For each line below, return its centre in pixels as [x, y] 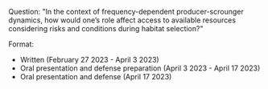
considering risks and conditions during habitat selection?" [106, 28]
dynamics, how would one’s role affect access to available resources [122, 20]
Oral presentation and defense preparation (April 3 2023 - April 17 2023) [140, 68]
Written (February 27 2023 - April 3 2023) [89, 60]
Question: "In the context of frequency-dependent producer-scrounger [126, 12]
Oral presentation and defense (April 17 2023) [96, 77]
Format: [21, 44]
